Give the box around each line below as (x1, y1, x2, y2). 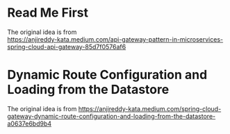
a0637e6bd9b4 (7, 119, 52, 128)
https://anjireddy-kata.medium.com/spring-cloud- (78, 104, 222, 112)
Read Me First (7, 5, 89, 21)
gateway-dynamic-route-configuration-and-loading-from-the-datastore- (7, 112, 216, 120)
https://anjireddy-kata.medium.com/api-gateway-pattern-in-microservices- (7, 35, 224, 43)
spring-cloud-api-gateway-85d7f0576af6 (7, 42, 126, 51)
